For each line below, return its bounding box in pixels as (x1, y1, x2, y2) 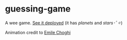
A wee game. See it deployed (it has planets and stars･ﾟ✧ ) (5, 20, 123, 26)
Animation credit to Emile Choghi (5, 29, 71, 35)
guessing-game (5, 3, 71, 14)
